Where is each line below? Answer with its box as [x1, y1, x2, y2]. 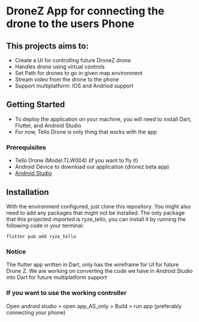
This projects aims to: [6, 41, 89, 51]
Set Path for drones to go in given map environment [14, 70, 143, 76]
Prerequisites [6, 143, 46, 151]
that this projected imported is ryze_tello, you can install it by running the [6, 215, 186, 222]
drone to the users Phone [6, 17, 135, 31]
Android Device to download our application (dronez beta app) [14, 163, 170, 170]
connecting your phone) [6, 309, 66, 316]
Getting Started [6, 100, 65, 110]
